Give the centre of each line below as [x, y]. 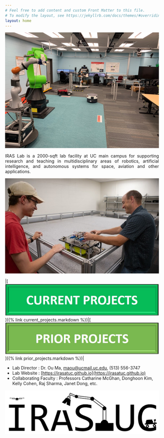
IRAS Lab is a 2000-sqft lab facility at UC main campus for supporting [82, 156]
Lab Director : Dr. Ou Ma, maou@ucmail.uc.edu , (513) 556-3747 [76, 368]
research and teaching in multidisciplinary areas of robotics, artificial [82, 161]
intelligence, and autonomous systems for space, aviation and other [82, 166]
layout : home [18, 21]
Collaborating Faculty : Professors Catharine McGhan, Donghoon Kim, [82, 378]
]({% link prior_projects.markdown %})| [45, 358]
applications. [18, 172]
